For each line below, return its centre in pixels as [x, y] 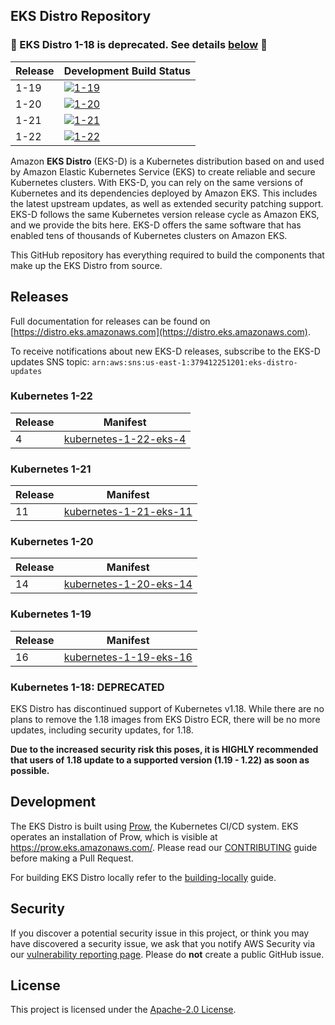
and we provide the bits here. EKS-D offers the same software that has [156, 225]
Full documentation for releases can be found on [110, 321]
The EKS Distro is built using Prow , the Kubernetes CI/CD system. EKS [154, 826]
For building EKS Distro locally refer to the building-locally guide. [143, 877]
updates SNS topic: [50, 361]
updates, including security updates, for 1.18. [102, 730]
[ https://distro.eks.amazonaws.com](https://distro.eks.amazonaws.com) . [161, 331]
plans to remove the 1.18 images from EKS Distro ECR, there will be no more [165, 719]
